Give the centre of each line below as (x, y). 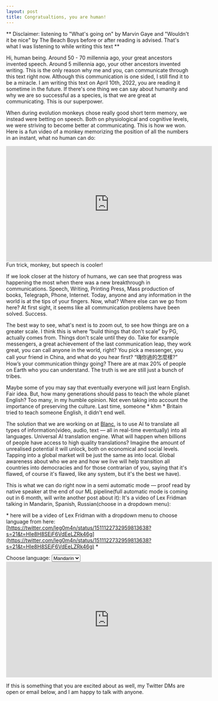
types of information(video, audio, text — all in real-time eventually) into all (96, 430)
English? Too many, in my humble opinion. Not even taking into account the (97, 400)
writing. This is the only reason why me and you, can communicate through (97, 70)
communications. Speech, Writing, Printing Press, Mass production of (90, 289)
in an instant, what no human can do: (51, 137)
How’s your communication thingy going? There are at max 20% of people (96, 363)
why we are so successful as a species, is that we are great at (81, 95)
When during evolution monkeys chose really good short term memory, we (96, 113)
